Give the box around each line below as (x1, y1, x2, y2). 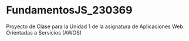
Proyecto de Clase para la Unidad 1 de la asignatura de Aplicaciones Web (6, 23, 183, 30)
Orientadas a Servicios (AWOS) (6, 29, 82, 36)
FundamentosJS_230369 (6, 4, 133, 17)
